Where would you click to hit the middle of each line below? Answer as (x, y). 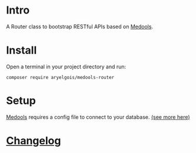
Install (21, 50)
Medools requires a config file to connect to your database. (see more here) (98, 117)
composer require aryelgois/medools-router (60, 77)
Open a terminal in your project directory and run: (66, 66)
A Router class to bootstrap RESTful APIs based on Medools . (80, 26)
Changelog (34, 141)
